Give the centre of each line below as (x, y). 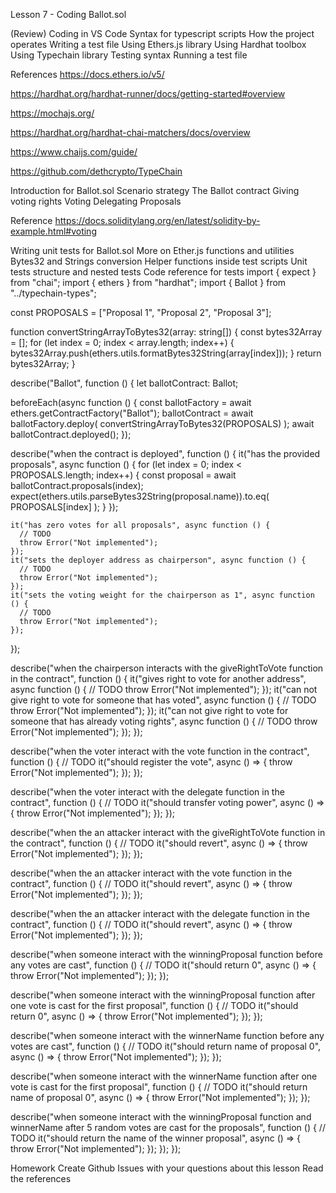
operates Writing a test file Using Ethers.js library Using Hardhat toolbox (158, 44)
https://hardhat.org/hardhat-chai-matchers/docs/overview (130, 132)
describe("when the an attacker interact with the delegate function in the (160, 913)
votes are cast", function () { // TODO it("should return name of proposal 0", (166, 1046)
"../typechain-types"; (53, 293)
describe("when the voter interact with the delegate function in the (147, 792)
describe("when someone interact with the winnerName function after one (164, 1076)
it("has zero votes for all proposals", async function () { (140, 525)
